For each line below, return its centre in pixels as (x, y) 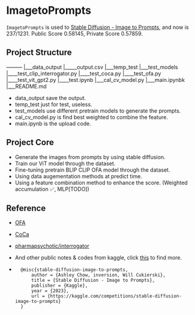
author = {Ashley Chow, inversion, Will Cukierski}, (98, 275)
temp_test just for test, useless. (53, 104)
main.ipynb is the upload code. (53, 123)
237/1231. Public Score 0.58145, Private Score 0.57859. (74, 33)
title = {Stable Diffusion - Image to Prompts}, (93, 281)
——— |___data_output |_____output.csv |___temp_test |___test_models (92, 67)
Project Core (30, 142)
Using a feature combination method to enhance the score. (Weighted (101, 182)
